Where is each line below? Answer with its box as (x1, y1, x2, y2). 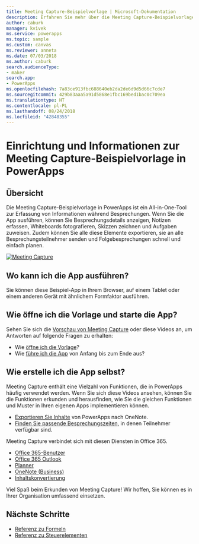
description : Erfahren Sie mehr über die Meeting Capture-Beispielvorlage (6, 14, 195, 20)
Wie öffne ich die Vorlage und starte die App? (6, 310, 178, 320)
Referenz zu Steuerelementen (14, 532, 88, 539)
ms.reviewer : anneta (6, 48, 57, 54)
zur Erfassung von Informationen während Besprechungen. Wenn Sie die (6, 210, 185, 218)
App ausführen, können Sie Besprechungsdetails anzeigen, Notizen (6, 216, 171, 224)
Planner (14, 461, 34, 468)
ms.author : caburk (6, 58, 52, 64)
